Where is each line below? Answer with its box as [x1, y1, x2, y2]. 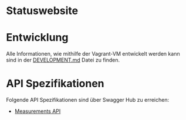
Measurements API [14, 108, 61, 115]
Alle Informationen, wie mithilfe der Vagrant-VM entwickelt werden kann [6, 50, 180, 57]
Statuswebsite [6, 4, 79, 18]
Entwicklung [6, 31, 69, 44]
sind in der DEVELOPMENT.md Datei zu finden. [6, 57, 120, 64]
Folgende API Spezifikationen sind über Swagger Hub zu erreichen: [6, 97, 169, 104]
